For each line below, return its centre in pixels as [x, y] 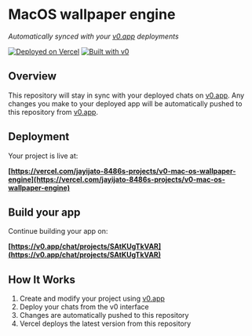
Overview [33, 76]
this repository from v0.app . [53, 112]
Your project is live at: [43, 156]
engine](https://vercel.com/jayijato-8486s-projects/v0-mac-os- [117, 179]
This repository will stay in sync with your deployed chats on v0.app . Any [126, 95]
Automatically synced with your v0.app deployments [93, 36]
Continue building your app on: [58, 231]
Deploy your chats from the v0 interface [84, 307]
